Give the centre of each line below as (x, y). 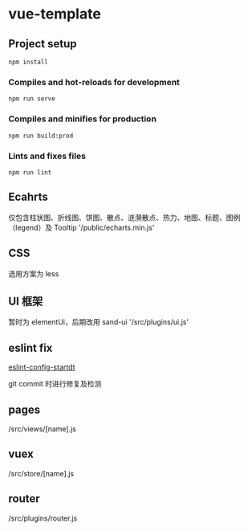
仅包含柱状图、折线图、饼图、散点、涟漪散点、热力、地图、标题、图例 (124, 217)
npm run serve (32, 99)
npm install (28, 62)
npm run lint (30, 172)
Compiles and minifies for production (82, 119)
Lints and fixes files (47, 156)
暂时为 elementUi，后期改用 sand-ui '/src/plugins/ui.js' (99, 322)
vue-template (55, 14)
